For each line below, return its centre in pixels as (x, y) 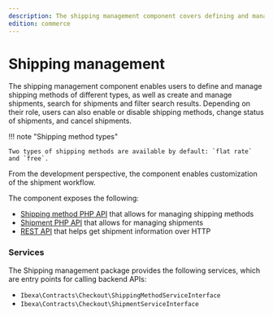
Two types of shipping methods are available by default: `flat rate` (130, 151)
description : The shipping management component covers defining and (129, 16)
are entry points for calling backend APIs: (78, 279)
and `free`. (28, 159)
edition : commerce (39, 24)
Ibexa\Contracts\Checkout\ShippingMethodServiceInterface (120, 295)
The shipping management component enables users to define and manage (135, 86)
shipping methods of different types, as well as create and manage (120, 95)
